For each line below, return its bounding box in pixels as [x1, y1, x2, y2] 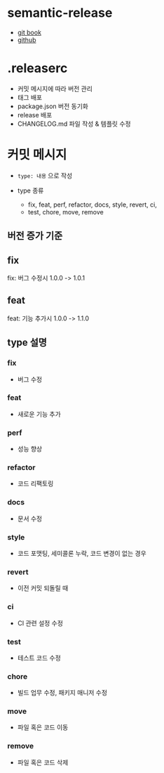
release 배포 [17, 110, 53, 119]
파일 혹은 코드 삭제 [17, 758, 69, 767]
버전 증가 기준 [7, 230, 63, 242]
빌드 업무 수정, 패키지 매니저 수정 [17, 689, 107, 697]
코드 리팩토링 [17, 479, 54, 488]
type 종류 [17, 186, 44, 195]
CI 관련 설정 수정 [17, 618, 63, 627]
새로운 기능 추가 [17, 410, 61, 418]
